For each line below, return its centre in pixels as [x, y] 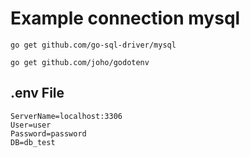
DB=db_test [33, 142]
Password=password [48, 133]
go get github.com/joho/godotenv [80, 62]
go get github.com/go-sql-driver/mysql [93, 45]
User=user [31, 125]
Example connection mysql [125, 18]
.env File [37, 93]
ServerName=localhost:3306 [66, 116]
